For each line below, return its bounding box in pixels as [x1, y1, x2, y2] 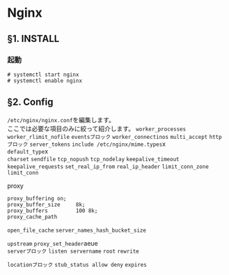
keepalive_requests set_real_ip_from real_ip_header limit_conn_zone [7, 163, 209, 170]
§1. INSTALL [7, 33, 60, 45]
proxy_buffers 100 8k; [7, 207, 98, 214]
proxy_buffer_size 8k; [7, 201, 86, 208]
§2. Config [7, 96, 54, 108]
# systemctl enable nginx [7, 77, 82, 84]
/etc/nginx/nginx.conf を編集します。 [7, 115, 115, 124]
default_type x [7, 147, 49, 155]
